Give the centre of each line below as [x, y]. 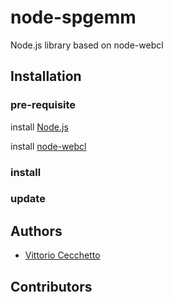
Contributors [51, 286]
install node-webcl [48, 146]
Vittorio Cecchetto [62, 255]
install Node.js [39, 127]
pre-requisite [43, 105]
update [28, 199]
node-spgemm [73, 17]
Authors [36, 231]
